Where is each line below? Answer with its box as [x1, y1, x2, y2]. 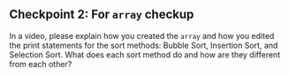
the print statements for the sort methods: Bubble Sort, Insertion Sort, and [9, 40, 278, 50]
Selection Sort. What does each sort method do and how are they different [9, 49, 281, 60]
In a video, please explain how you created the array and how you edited [9, 30, 275, 41]
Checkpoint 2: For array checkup [9, 7, 194, 22]
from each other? [9, 58, 72, 69]
